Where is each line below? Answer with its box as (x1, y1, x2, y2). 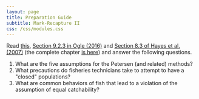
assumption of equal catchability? (15, 86, 100, 94)
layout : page (6, 8, 39, 15)
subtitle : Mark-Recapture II (6, 20, 80, 26)
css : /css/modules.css (6, 25, 64, 32)
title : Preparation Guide (6, 14, 72, 21)
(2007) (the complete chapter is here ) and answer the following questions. (6, 49, 192, 56)
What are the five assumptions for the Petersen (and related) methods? (15, 60, 193, 68)
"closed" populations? (15, 73, 71, 80)
